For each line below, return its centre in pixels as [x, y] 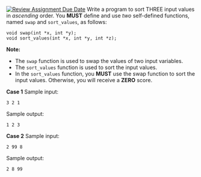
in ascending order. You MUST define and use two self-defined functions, [98, 16]
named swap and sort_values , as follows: [57, 22]
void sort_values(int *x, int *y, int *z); [62, 38]
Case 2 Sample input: [33, 136]
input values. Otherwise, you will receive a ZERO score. [83, 80]
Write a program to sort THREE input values [141, 9]
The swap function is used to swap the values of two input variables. [99, 61]
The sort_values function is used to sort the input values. [86, 67]
